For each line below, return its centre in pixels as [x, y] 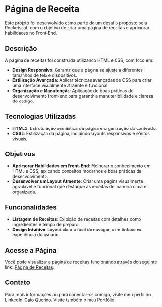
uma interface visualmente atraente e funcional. [60, 85]
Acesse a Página [31, 250]
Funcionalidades [31, 207]
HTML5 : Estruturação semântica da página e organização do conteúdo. [84, 128]
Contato [18, 283]
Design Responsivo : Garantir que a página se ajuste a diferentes [77, 70]
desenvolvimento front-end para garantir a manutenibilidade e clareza [83, 96]
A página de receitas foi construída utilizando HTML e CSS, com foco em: [79, 60]
